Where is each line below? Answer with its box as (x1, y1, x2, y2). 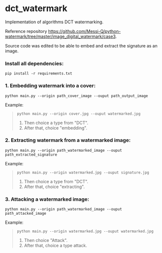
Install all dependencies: (5, 60, 64, 67)
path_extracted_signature (5, 152, 57, 157)
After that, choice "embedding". (24, 125, 88, 131)
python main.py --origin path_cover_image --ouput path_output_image (5, 93, 148, 98)
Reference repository (5, 28, 47, 34)
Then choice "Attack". (24, 237, 68, 243)
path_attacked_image (5, 211, 47, 216)
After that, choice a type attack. (24, 243, 88, 249)
